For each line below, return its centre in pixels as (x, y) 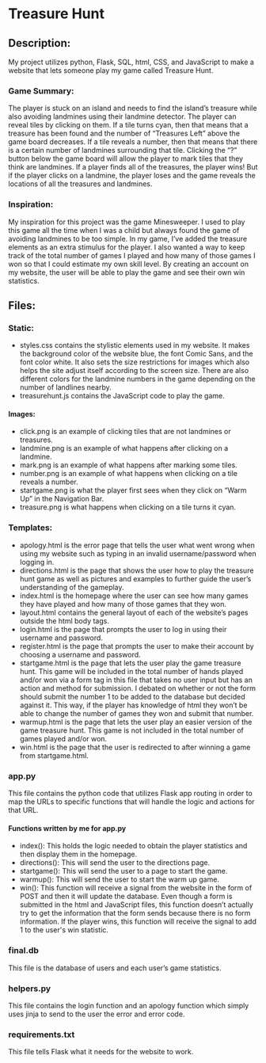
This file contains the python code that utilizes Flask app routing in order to (131, 794)
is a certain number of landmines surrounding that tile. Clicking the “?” (123, 150)
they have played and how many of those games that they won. (123, 604)
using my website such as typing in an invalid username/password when (138, 553)
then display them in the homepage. (78, 854)
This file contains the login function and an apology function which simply (129, 1005)
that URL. (23, 810)
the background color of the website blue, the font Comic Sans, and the (136, 354)
